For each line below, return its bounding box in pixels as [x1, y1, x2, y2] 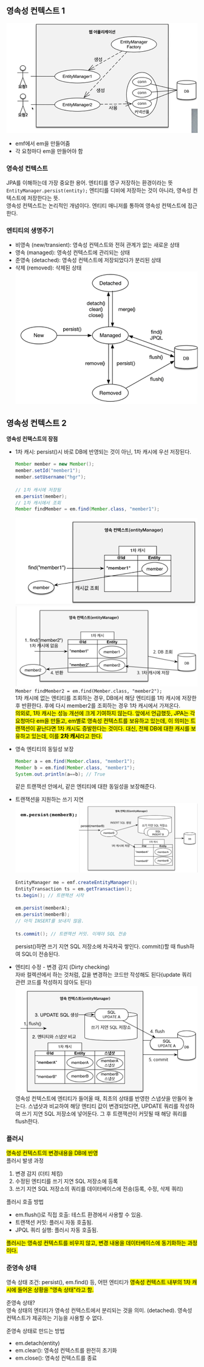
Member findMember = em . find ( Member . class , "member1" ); [15, 506, 160, 512]
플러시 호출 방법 [6, 1197, 44, 1205]
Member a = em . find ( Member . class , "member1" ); [15, 758, 135, 764]
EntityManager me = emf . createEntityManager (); [15, 879, 138, 885]
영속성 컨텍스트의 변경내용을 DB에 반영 [6, 1149, 98, 1157]
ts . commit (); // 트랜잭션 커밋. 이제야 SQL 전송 [15, 930, 126, 937]
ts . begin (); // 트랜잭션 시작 [15, 892, 84, 898]
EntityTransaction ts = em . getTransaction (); [15, 886, 132, 892]
